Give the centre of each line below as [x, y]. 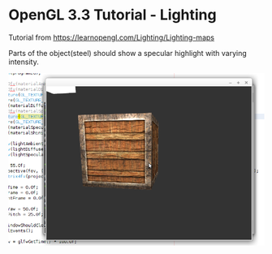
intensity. [24, 62]
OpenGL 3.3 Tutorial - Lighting [112, 15]
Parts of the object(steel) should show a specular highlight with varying [128, 53]
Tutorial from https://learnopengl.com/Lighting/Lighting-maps [112, 37]
